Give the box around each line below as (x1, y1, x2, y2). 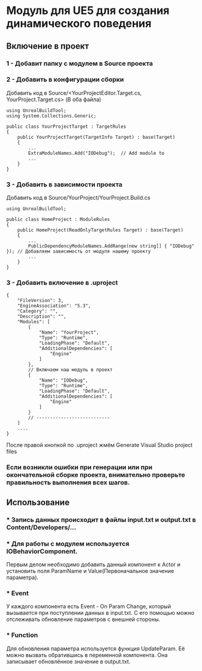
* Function (6, 631, 38, 639)
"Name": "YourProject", (38, 329, 99, 335)
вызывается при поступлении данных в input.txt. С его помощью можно (6, 610, 195, 617)
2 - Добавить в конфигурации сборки (6, 76, 124, 84)
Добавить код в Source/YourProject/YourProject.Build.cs (6, 194, 151, 202)
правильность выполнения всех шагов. (6, 479, 130, 487)
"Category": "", (17, 308, 59, 314)
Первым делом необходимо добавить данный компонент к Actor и (6, 561, 181, 568)
